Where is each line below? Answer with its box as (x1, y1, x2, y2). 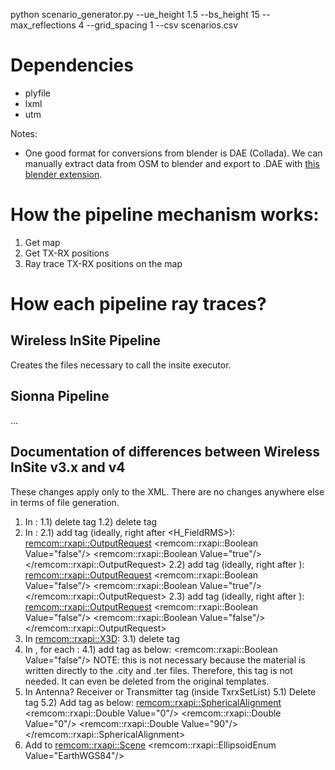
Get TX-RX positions (24, 247, 110, 259)
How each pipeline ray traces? (10, 293, 267, 316)
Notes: (10, 127, 38, 139)
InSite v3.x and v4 (10, 459, 126, 476)
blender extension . (24, 168, 103, 180)
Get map (24, 236, 61, 248)
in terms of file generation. (10, 496, 120, 508)
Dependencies (10, 54, 134, 77)
